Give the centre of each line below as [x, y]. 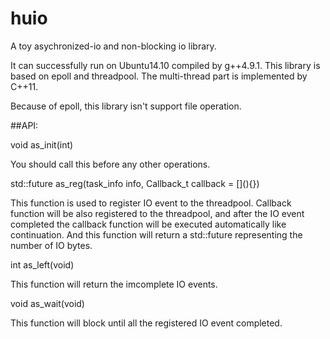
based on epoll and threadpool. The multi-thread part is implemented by [159, 76]
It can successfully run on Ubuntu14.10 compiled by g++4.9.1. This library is [165, 65]
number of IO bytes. [51, 245]
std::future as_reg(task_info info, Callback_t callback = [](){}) [135, 183]
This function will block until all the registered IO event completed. [146, 323]
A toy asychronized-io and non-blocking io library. [113, 46]
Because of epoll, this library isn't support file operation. [126, 106]
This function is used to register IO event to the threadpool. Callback [151, 203]
